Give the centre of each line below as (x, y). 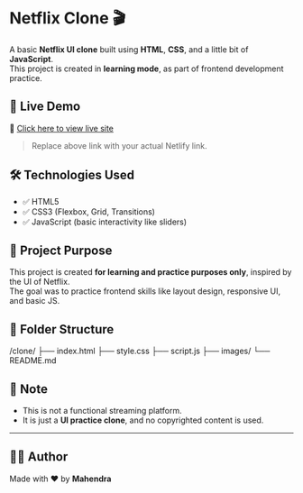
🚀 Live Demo (45, 107)
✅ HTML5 (41, 201)
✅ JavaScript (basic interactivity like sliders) (105, 222)
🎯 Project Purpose (61, 250)
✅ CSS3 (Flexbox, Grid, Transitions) (89, 211)
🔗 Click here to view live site (62, 128)
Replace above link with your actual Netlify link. (119, 145)
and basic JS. (35, 301)
